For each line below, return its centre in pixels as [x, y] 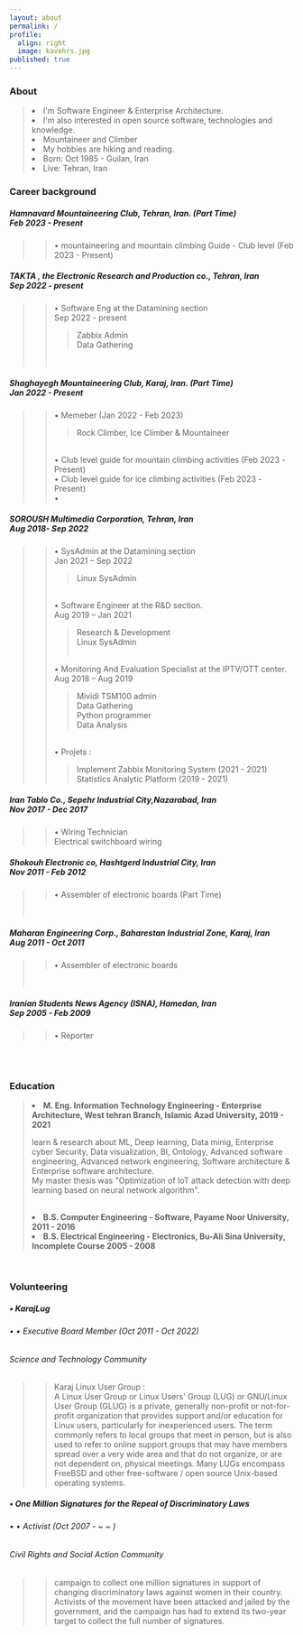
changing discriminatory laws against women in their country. [168, 1592]
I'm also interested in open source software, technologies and [158, 120]
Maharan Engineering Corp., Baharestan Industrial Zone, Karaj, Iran [140, 933]
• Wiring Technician [91, 832]
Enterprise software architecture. [93, 1171]
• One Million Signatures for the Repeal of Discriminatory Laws [129, 1503]
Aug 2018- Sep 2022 [49, 528]
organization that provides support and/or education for [180, 1416]
